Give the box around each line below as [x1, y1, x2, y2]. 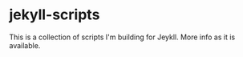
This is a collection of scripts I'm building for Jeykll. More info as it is [9, 32, 236, 42]
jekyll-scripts [9, 6, 100, 24]
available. [9, 40, 41, 50]
